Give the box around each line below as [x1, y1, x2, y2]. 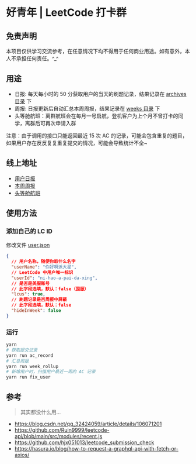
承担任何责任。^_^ [16, 55, 59, 62]
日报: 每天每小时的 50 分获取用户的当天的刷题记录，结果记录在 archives [14, 90, 187, 97]
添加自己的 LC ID [6, 227, 52, 235]
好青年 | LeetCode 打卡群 [6, 6, 127, 19]
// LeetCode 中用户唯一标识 [11, 269, 73, 276]
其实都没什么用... [20, 408, 61, 416]
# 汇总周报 [6, 358, 29, 364]
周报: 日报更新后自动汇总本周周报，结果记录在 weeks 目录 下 [14, 105, 160, 112]
